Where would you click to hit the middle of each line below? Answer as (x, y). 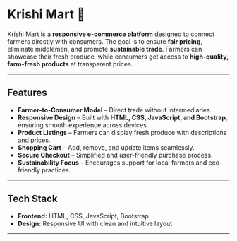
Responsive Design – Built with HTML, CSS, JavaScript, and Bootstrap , (122, 117)
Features (27, 93)
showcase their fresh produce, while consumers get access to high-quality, (118, 57)
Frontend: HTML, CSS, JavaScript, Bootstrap (83, 216)
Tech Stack (32, 199)
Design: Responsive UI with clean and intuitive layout (95, 223)
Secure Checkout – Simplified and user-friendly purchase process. (115, 155)
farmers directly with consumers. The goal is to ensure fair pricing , (105, 41)
